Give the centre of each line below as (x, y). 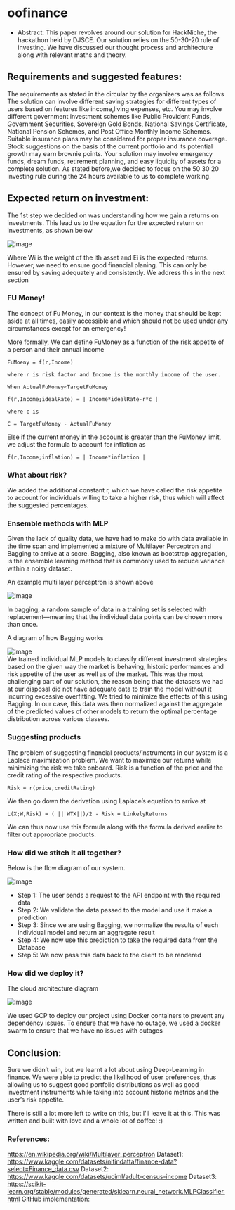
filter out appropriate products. (52, 834)
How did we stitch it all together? (64, 853)
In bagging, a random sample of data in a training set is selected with (107, 609)
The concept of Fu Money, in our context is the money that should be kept (114, 313)
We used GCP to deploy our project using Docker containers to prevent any (116, 1016)
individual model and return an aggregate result (86, 933)
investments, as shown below (50, 230)
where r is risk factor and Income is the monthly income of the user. (114, 374)
